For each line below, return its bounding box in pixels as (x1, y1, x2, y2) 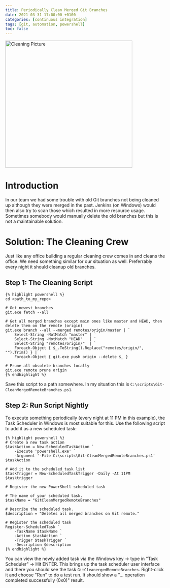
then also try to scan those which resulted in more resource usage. (5, 208, 146, 214)
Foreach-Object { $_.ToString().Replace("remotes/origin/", (14, 345, 144, 350)
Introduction (5, 180, 59, 191)
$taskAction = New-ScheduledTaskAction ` (5, 444, 94, 449)
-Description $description (14, 542, 72, 547)
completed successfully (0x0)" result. (5, 577, 84, 583)
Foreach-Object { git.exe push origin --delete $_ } (14, 354, 128, 359)
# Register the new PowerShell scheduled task (5, 484, 106, 489)
